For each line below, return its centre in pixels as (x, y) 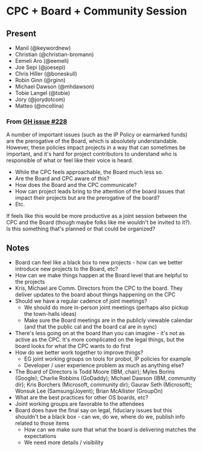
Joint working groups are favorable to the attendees (80, 404)
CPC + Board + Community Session (97, 11)
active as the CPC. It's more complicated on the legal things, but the (99, 339)
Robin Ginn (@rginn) (40, 80)
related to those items (42, 423)
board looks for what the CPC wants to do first (73, 346)
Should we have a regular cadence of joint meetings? (81, 301)
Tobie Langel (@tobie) (43, 93)
